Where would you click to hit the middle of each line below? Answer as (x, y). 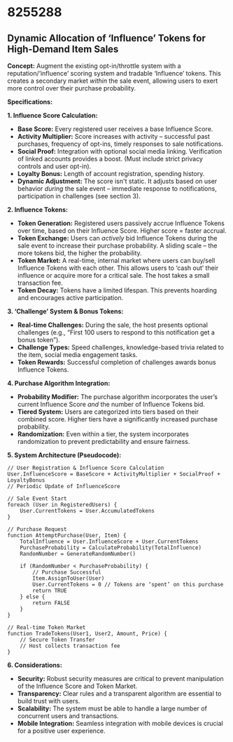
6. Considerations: (35, 665)
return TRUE (50, 591)
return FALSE (51, 603)
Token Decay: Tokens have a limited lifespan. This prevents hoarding (117, 290)
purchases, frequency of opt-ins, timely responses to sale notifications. (120, 144)
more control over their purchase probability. (72, 88)
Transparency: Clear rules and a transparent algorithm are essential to (119, 694)
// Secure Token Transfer (58, 640)
